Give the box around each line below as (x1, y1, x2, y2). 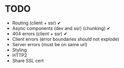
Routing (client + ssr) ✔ (12, 20, 61, 26)
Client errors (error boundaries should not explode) (12, 36, 119, 42)
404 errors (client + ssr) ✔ (12, 30, 68, 37)
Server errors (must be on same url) (12, 41, 87, 47)
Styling (12, 47, 27, 53)
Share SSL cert (12, 57, 44, 63)
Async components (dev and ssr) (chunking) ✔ (12, 25, 111, 31)
